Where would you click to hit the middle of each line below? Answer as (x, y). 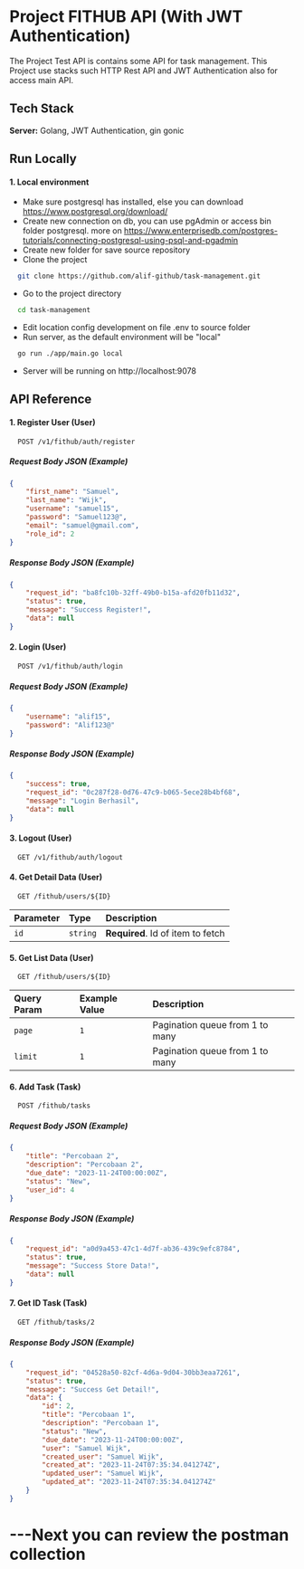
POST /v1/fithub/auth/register (76, 442)
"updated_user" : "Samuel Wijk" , (103, 1474)
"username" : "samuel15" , (72, 509)
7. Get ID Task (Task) (48, 1303)
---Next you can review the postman (149, 1535)
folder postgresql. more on (72, 231)
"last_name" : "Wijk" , (66, 500)
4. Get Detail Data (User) (56, 877)
